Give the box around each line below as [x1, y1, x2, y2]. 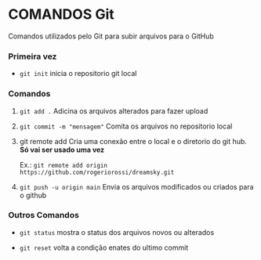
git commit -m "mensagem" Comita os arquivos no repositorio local [19, 121, 233, 131]
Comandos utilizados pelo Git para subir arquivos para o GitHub [8, 31, 214, 41]
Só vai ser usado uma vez [19, 145, 105, 154]
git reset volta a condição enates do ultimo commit [19, 243, 189, 252]
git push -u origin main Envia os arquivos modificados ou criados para [19, 182, 254, 191]
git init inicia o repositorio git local [19, 69, 137, 78]
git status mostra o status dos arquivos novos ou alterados [19, 227, 215, 237]
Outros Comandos [8, 210, 80, 221]
